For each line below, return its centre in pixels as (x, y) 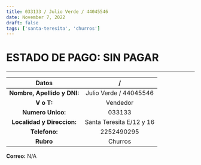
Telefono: (44, 132)
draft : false (22, 23)
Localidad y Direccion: (44, 122)
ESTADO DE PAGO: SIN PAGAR (83, 58)
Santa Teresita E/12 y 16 (120, 122)
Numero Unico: (44, 113)
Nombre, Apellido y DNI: (44, 93)
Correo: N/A (22, 156)
